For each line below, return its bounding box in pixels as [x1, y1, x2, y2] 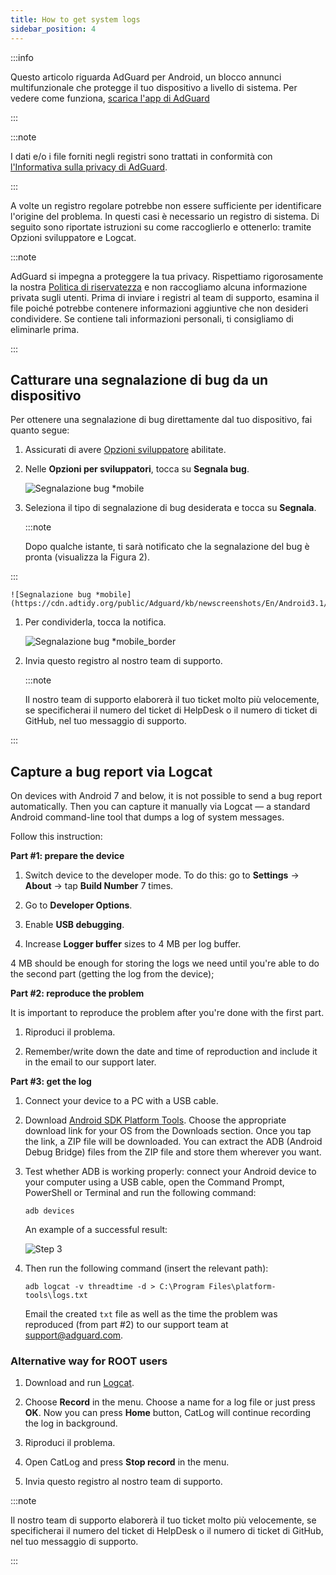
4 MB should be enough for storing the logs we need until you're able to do [10, 957, 320, 970]
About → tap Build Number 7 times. [24, 880, 174, 892]
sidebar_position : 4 [10, 24, 97, 34]
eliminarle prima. [10, 323, 80, 335]
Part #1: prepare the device [10, 850, 125, 862]
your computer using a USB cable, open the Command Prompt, [24, 1176, 285, 1188]
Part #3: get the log [10, 1076, 92, 1088]
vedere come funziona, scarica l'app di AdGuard [10, 92, 210, 104]
